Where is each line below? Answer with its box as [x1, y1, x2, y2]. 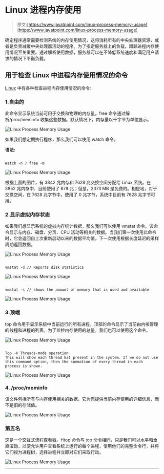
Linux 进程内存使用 [5, 4, 82, 16]
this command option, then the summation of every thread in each [5, 359, 143, 364]
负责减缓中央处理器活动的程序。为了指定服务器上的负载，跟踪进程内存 [13, 43, 155, 49]
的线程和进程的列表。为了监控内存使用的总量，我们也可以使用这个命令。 [5, 327, 150, 333]
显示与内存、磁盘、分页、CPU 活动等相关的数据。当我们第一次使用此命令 [9, 229, 157, 235]
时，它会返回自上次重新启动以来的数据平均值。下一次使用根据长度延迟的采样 [5, 236, 159, 241]
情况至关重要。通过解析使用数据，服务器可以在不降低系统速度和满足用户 [9, 49, 155, 55]
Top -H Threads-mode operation [5, 350, 69, 356]
